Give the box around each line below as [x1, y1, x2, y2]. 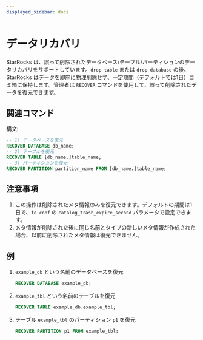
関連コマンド [6, 107, 55, 118]
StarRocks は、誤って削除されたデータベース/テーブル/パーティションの [6, 58, 185, 66]
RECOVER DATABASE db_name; [6, 143, 75, 149]
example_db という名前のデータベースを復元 [15, 268, 124, 276]
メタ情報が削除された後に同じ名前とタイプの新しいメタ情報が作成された [15, 224, 196, 231]
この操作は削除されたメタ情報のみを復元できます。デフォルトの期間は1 [15, 201, 193, 208]
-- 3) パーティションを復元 [6, 160, 68, 166]
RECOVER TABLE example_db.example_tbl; [15, 304, 116, 310]
